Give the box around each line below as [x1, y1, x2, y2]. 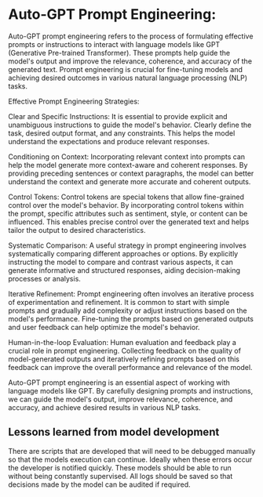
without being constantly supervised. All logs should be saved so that [8, 471, 233, 481]
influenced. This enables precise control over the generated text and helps [8, 217, 250, 227]
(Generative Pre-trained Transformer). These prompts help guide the [8, 48, 230, 57]
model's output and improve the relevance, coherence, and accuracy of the [8, 56, 253, 66]
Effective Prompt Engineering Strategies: [8, 96, 140, 106]
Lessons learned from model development [8, 426, 220, 439]
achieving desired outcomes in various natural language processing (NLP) [8, 73, 248, 82]
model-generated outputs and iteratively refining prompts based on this [8, 354, 240, 364]
